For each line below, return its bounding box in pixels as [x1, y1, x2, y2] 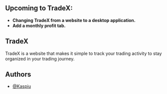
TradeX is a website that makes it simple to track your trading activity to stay [5, 50, 162, 56]
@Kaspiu [12, 83, 31, 89]
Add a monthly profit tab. [12, 22, 66, 28]
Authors [5, 70, 31, 79]
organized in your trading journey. [5, 55, 75, 61]
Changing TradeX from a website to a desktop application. [12, 17, 136, 23]
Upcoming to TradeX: [5, 4, 73, 12]
